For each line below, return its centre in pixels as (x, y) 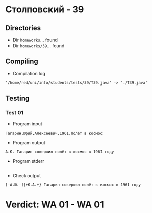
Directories (23, 28)
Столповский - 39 (45, 9)
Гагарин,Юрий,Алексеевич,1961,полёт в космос (54, 133)
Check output (27, 175)
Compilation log (29, 73)
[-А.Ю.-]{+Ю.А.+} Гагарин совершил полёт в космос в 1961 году (73, 185)
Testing (17, 98)
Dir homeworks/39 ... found (38, 46)
